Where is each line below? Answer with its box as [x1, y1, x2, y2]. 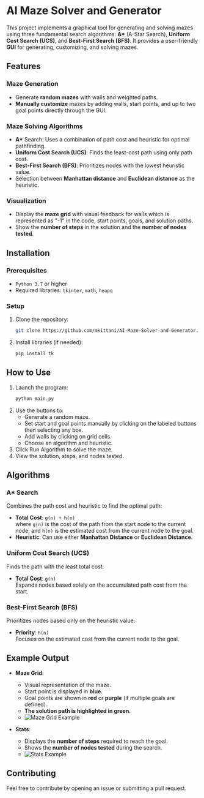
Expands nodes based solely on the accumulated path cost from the [15, 581, 188, 589]
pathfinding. [15, 142, 46, 149]
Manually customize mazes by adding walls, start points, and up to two [15, 100, 196, 107]
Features [6, 61, 41, 72]
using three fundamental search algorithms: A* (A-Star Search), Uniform [6, 30, 191, 37]
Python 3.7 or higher [15, 280, 67, 287]
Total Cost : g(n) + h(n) [15, 514, 75, 521]
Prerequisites [6, 266, 47, 274]
